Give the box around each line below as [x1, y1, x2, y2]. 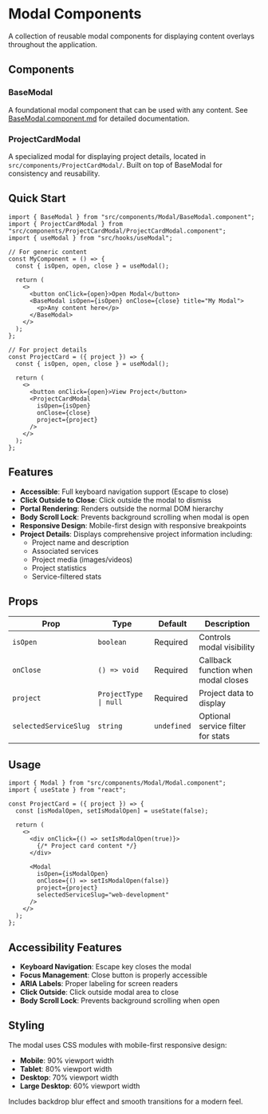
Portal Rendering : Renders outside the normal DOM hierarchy [19, 503, 224, 513]
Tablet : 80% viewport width [19, 1064, 112, 1073]
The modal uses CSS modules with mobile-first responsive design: [8, 1040, 227, 1049]
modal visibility [199, 642, 255, 653]
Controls [199, 632, 231, 643]
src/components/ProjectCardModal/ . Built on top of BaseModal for [8, 160, 223, 169]
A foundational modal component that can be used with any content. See [8, 105, 249, 114]
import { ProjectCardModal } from [8, 220, 124, 228]
